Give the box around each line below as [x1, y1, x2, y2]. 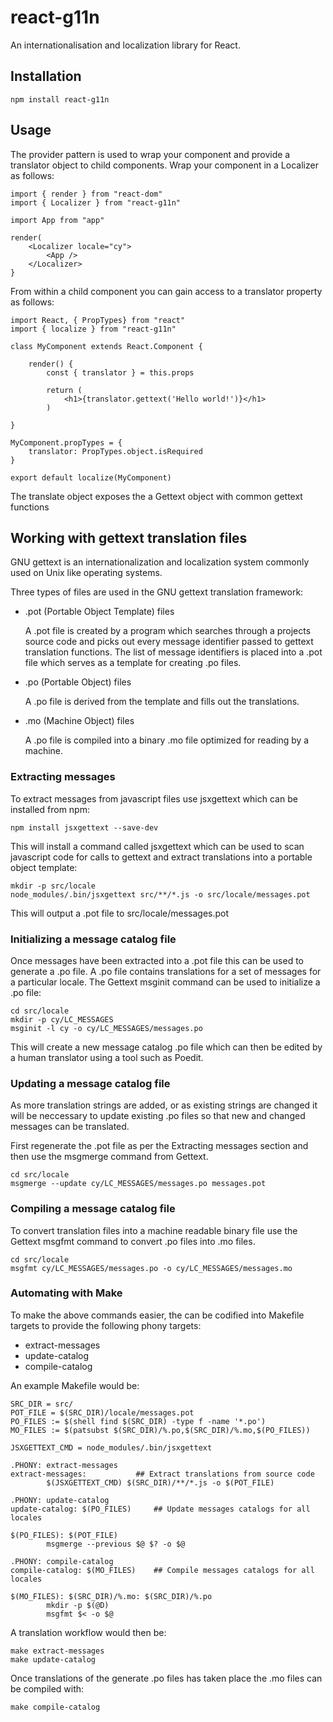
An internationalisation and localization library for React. [10, 39, 241, 51]
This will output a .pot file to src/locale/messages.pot [10, 907, 230, 919]
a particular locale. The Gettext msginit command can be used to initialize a [10, 976, 321, 988]
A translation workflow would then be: [10, 1626, 167, 1638]
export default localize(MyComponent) [10, 472, 172, 483]
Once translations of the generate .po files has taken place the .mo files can [10, 1672, 323, 1684]
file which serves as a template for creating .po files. [24, 657, 242, 669]
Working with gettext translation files [10, 529, 248, 546]
